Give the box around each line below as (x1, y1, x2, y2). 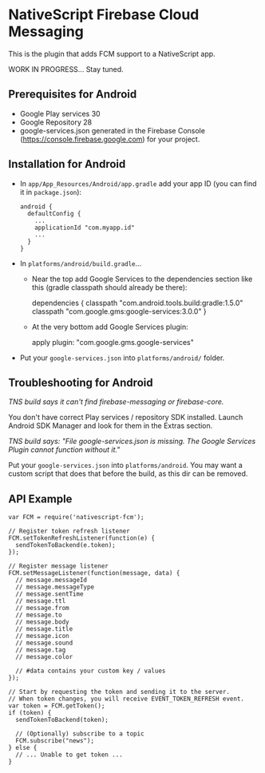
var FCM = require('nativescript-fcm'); (8, 513, 145, 521)
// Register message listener (8, 562, 109, 570)
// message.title (15, 625, 73, 633)
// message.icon (15, 632, 69, 640)
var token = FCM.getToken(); (8, 702, 105, 710)
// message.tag (15, 646, 66, 654)
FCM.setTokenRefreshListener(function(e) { (8, 534, 156, 542)
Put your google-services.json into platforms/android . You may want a (8, 461, 243, 470)
